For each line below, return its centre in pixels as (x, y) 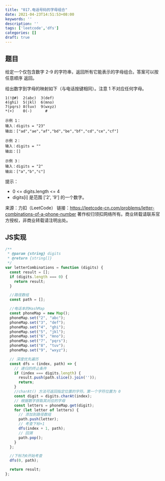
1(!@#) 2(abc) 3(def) (30, 98)
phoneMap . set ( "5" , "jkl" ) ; (38, 332)
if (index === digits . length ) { (47, 373)
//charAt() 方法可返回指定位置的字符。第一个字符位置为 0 (67, 392)
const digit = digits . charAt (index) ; (53, 396)
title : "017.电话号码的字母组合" (37, 10)
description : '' (22, 24)
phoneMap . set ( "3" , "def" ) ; (38, 322)
